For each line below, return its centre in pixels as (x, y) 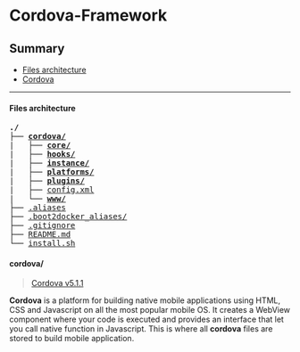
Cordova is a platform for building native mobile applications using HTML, (145, 300)
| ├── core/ (40, 145)
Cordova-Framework (88, 16)
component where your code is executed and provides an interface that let (146, 319)
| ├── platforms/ (52, 172)
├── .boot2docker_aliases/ (68, 217)
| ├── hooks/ (42, 154)
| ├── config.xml (52, 190)
